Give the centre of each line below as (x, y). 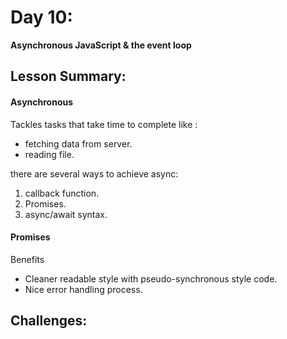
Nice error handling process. (83, 289)
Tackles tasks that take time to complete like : (104, 124)
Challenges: (49, 321)
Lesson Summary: (68, 76)
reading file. (49, 154)
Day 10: (41, 17)
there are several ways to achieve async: (94, 173)
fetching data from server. (78, 143)
